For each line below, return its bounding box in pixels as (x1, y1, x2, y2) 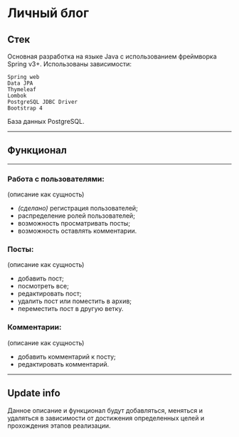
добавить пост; (17, 274, 64, 283)
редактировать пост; (17, 290, 82, 298)
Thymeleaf (7, 86, 37, 93)
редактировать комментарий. (17, 359, 109, 368)
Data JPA (7, 80, 33, 87)
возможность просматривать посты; (17, 219, 130, 228)
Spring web (7, 73, 40, 80)
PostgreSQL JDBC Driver (7, 98, 78, 105)
